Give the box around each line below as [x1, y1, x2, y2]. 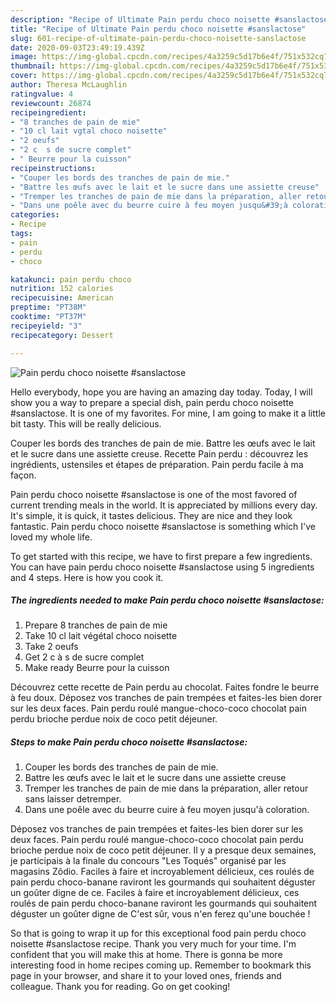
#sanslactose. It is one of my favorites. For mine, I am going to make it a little [10, 407, 326, 419]
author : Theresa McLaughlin [10, 80, 128, 90]
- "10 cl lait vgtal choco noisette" [10, 126, 168, 136]
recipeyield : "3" [10, 321, 83, 331]
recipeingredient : [10, 107, 87, 118]
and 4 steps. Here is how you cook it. [10, 571, 164, 583]
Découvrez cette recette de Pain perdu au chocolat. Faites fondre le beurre [10, 681, 320, 693]
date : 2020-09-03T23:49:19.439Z [10, 42, 145, 53]
